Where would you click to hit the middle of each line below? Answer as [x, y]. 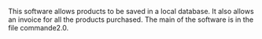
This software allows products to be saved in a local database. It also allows [131, 11]
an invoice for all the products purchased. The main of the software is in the [131, 19]
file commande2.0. [39, 28]
